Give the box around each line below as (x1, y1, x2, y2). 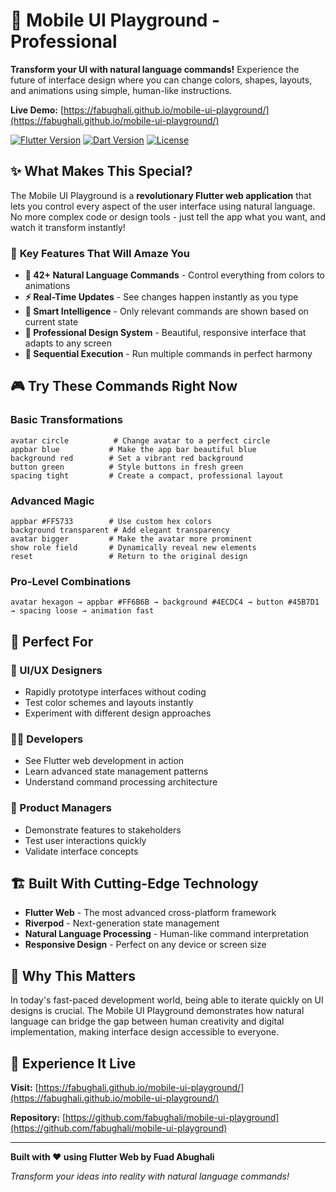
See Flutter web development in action (24, 755, 185, 767)
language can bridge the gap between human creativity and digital (10, 1015, 285, 1028)
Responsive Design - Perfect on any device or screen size (24, 939, 267, 951)
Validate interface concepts (24, 845, 139, 857)
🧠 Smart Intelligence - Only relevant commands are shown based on (24, 305, 309, 318)
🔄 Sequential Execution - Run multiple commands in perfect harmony (24, 348, 313, 360)
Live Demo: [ (10, 104, 65, 116)
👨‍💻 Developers (10, 732, 84, 746)
